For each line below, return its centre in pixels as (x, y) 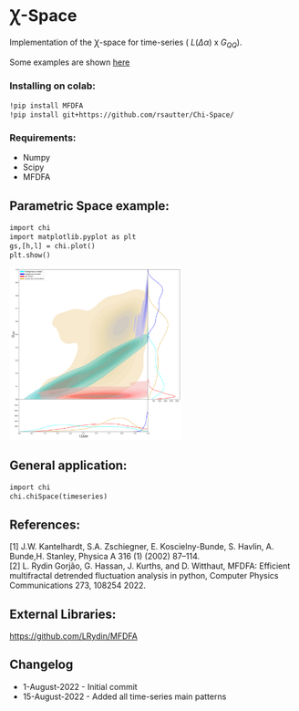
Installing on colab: (52, 86)
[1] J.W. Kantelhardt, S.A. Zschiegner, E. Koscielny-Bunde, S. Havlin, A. (142, 547)
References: (45, 524)
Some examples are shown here (70, 62)
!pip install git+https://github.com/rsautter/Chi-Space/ (122, 115)
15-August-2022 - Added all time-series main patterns (124, 696)
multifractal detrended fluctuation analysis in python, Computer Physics (144, 576)
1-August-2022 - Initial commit (80, 686)
